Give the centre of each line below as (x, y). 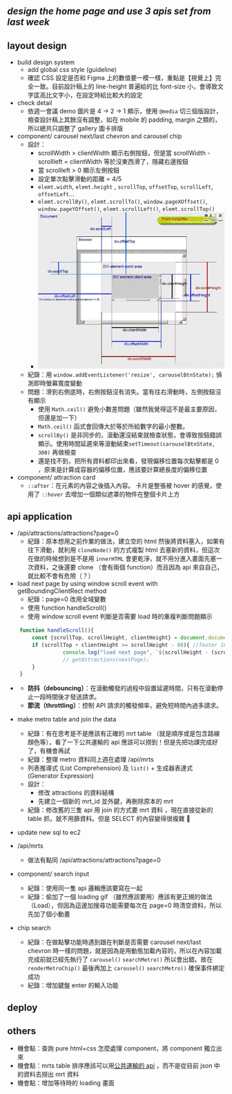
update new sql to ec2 (49, 833)
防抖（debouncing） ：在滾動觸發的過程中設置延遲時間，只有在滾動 (122, 688)
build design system (46, 62)
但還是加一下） (59, 418)
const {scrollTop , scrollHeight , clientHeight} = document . (120, 638)
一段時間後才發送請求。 (67, 697)
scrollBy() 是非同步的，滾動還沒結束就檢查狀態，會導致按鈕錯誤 (130, 435)
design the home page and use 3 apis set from (109, 11)
